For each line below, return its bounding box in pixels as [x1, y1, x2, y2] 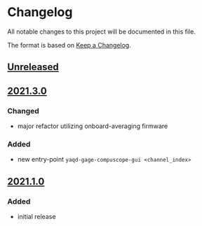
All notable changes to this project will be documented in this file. [7, 27, 196, 36]
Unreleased [7, 61, 60, 73]
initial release [17, 213, 56, 220]
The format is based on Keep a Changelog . [7, 41, 131, 49]
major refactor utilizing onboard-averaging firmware [17, 122, 168, 130]
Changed [7, 106, 40, 115]
